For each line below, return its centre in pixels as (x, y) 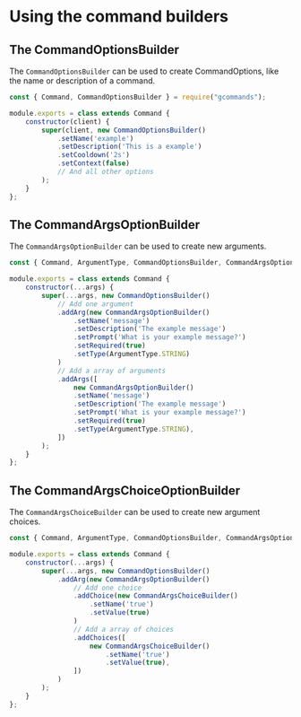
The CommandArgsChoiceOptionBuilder (125, 490)
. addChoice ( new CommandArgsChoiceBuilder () (156, 596)
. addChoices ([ (99, 638)
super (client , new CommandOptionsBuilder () (124, 130)
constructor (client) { (68, 122)
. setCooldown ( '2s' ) (93, 155)
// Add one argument (95, 304)
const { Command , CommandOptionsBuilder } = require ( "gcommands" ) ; (138, 97)
